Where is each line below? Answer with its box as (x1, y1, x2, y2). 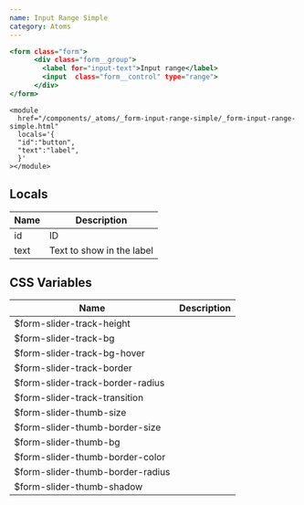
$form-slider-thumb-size (14, 406, 127, 419)
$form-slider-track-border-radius (14, 376, 165, 389)
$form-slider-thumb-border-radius (14, 466, 171, 479)
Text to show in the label (48, 244, 153, 257)
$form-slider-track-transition (14, 392, 144, 405)
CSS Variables (9, 275, 93, 290)
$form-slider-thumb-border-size (14, 421, 162, 434)
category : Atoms (9, 22, 71, 31)
